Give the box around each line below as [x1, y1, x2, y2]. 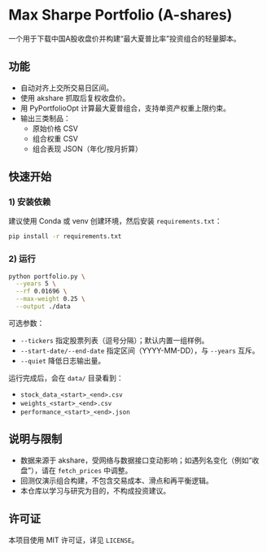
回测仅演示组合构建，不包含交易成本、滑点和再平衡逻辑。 [20, 476, 213, 485]
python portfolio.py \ [8, 272, 85, 280]
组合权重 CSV [32, 133, 79, 143]
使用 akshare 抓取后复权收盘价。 [20, 93, 130, 102]
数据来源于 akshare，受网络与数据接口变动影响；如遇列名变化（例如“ [20, 455, 252, 465]
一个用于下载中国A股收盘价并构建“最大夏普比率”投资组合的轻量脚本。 [8, 33, 241, 43]
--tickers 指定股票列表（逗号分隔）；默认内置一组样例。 [20, 335, 209, 345]
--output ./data [15, 302, 71, 311]
